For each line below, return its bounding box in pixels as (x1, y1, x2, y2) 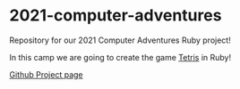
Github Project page (9, 69, 83, 80)
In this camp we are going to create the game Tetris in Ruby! (9, 52, 231, 62)
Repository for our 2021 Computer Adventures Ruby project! (9, 35, 231, 45)
